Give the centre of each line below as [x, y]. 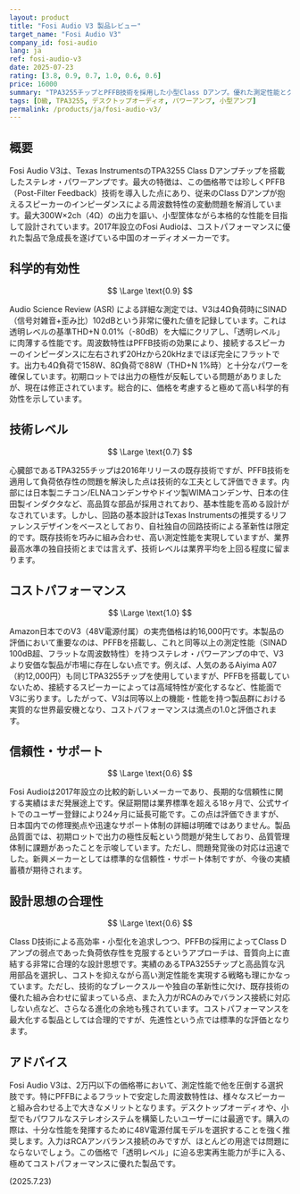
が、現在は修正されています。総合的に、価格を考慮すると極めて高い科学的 [146, 387]
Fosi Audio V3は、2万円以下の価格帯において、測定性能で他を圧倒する [138, 1085]
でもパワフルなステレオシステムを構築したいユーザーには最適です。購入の [153, 1118]
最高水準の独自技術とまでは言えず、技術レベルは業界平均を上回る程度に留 [146, 548]
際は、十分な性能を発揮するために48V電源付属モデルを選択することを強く [146, 1130]
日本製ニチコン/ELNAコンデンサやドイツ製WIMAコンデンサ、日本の [157, 492]
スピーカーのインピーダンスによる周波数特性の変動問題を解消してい [150, 204]
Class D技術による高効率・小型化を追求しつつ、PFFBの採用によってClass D [148, 942]
